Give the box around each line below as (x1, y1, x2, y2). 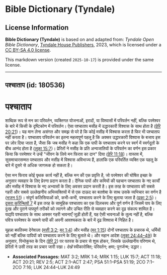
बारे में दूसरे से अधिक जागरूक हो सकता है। (5, 163, 73, 169)
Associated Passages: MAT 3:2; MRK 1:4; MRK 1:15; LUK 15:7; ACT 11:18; (12, 254, 162, 260)
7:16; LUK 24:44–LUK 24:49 (23, 265, 81, 271)
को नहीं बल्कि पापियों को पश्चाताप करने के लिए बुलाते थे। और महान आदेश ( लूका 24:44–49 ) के (5, 233, 157, 239)
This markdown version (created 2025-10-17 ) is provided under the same (5, 57, 154, 63)
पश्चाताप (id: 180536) (5, 81, 66, 90)
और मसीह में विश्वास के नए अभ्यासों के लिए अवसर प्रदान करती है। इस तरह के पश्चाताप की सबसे (5, 183, 155, 189)
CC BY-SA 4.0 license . (5, 47, 51, 53)
